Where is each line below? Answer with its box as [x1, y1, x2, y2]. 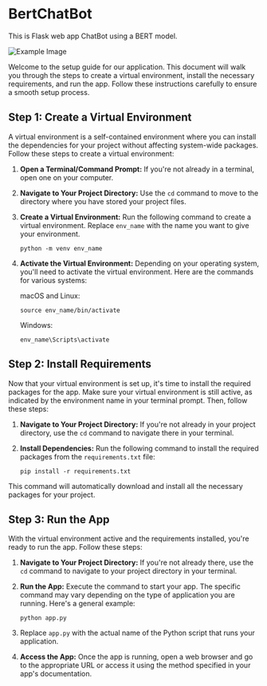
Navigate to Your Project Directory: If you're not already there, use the [19, 558, 253, 567]
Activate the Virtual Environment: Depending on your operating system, [19, 258, 260, 268]
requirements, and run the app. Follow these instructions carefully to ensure [8, 79, 257, 89]
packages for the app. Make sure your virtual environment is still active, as [8, 387, 253, 396]
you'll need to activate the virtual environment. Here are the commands [19, 266, 253, 276]
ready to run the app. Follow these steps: [8, 542, 143, 552]
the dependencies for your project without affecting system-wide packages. [8, 140, 259, 150]
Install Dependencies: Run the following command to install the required [19, 444, 259, 453]
